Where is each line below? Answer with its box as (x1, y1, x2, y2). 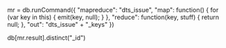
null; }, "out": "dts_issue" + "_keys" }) (7, 21, 114, 28)
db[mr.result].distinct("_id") (7, 34, 86, 42)
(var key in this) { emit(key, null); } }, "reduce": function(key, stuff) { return (7, 13, 220, 21)
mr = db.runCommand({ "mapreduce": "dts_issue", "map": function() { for (7, 6, 219, 14)
